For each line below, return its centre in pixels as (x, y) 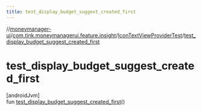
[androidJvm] (23, 95)
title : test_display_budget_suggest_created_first (71, 12)
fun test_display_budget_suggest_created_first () (66, 101)
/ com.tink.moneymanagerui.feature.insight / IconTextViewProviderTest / (97, 35)
